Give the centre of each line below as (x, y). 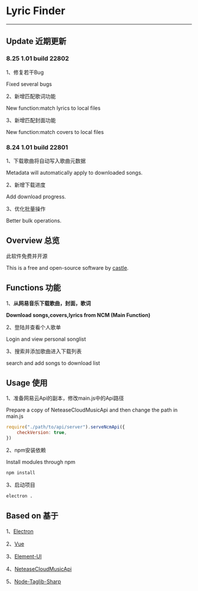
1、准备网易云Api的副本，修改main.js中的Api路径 (65, 398)
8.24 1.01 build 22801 (37, 147)
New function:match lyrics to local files (53, 108)
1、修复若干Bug (25, 72)
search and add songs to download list (53, 363)
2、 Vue (15, 544)
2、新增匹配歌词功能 (31, 96)
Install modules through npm (41, 462)
